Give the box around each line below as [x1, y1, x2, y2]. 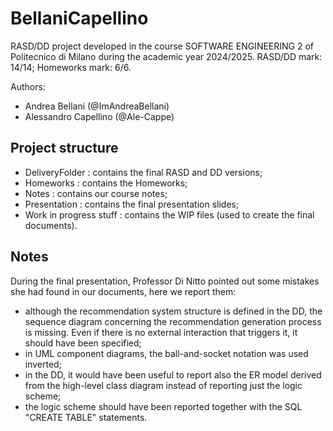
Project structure [10, 140, 119, 157]
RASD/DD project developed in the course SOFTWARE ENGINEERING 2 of [10, 40, 315, 52]
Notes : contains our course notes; [24, 187, 168, 199]
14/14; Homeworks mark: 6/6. [10, 61, 132, 73]
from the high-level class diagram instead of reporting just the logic [24, 379, 303, 391]
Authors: [10, 80, 46, 92]
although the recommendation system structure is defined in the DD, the [24, 305, 323, 317]
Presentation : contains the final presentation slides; [24, 198, 240, 210]
